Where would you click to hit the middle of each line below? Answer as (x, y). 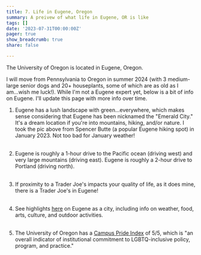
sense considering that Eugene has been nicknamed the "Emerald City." (104, 116)
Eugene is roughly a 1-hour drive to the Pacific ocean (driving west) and (103, 153)
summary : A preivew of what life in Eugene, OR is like (77, 17)
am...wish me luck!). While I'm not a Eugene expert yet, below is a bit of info (100, 92)
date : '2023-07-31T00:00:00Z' (44, 28)
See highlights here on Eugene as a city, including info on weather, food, (104, 208)
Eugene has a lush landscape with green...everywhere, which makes (100, 110)
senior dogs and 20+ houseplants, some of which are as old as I (99, 85)
